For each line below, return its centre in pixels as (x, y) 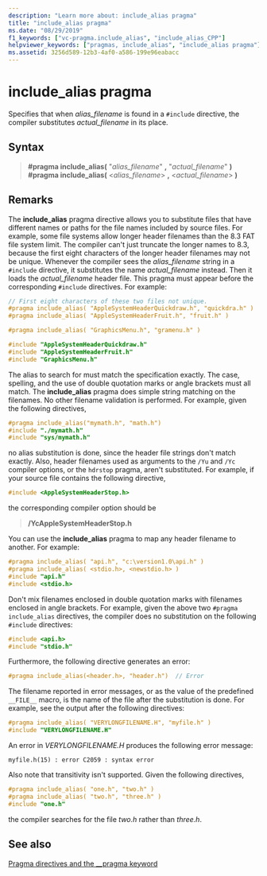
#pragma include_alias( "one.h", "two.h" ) (81, 789)
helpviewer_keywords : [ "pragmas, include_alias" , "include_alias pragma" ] (135, 45)
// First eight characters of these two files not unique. (108, 301)
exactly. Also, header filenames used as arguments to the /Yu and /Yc (122, 461)
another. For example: (44, 547)
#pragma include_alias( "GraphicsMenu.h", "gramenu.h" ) (104, 331)
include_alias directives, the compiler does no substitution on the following (132, 616)
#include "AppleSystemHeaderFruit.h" (71, 352)
